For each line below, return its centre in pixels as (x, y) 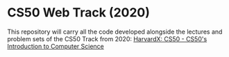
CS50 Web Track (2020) (79, 13)
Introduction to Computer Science (56, 46)
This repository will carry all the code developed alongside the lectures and (115, 32)
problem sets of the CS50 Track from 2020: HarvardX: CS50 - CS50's (107, 38)
